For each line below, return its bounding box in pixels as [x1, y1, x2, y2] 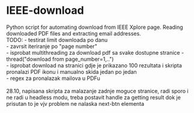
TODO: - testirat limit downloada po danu [6, 36, 108, 43]
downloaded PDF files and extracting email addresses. [6, 29, 141, 37]
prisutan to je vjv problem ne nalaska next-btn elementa [6, 100, 145, 107]
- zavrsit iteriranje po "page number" [6, 43, 97, 50]
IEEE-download [6, 4, 84, 17]
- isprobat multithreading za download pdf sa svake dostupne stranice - [6, 49, 184, 56]
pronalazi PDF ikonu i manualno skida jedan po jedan [6, 68, 137, 75]
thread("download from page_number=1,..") [6, 55, 114, 63]
